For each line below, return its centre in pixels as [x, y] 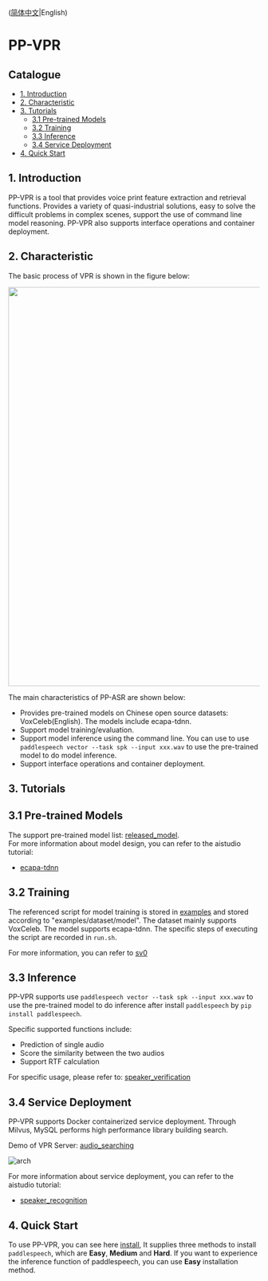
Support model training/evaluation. [77, 729]
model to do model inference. [68, 755]
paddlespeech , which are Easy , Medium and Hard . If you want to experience [133, 1253]
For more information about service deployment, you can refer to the [121, 1176]
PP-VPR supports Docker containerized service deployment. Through [122, 1121]
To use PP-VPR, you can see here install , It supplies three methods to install [132, 1245]
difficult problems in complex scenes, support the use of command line [125, 214]
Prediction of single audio [62, 1045]
